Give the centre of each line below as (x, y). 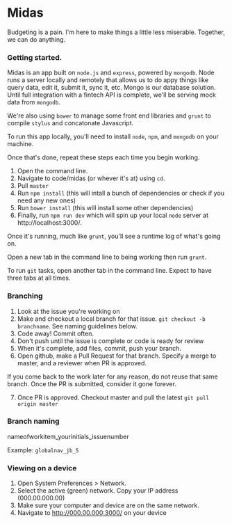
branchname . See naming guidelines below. (77, 326)
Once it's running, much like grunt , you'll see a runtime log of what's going (114, 236)
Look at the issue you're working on (68, 311)
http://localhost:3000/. (49, 223)
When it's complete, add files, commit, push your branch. (99, 348)
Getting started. (35, 57)
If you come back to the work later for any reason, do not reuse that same (113, 376)
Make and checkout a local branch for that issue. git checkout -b (111, 319)
